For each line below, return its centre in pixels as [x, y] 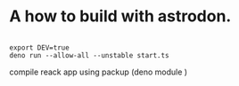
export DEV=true [39, 47]
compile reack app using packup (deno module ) [99, 72]
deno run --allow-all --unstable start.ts [89, 55]
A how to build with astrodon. [120, 16]
